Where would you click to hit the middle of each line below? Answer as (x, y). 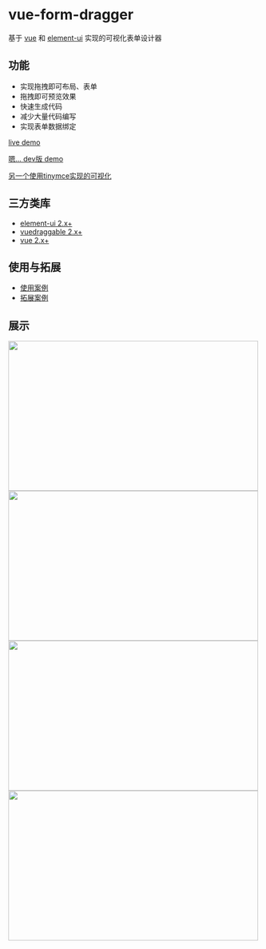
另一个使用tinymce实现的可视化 (60, 175)
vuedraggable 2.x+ (51, 231)
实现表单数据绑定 (48, 126)
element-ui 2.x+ (46, 223)
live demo (24, 142)
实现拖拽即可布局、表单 (58, 86)
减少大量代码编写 (48, 116)
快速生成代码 (41, 106)
